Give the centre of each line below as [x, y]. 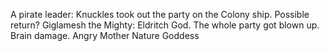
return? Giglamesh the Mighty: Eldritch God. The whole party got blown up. [165, 25]
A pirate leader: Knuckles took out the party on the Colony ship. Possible [160, 14]
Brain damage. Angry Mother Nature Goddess [105, 35]
